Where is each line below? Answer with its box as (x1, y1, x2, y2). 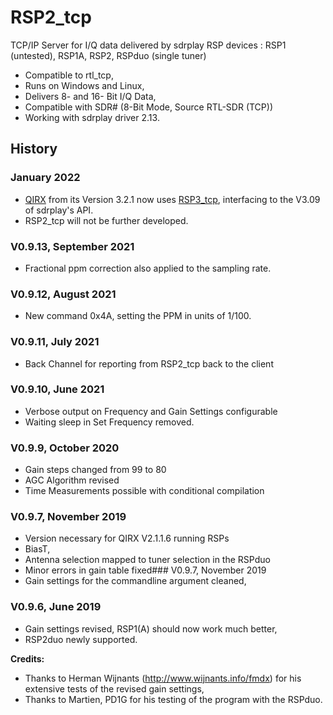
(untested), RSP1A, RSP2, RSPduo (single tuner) (10, 49, 207, 61)
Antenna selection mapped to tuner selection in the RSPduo (24, 554, 271, 566)
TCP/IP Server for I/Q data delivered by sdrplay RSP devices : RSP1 (10, 39, 287, 51)
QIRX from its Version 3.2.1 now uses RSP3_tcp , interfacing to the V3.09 (24, 193, 321, 205)
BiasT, (24, 543, 51, 555)
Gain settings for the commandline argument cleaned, (24, 575, 247, 587)
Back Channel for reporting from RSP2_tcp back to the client (24, 357, 274, 370)
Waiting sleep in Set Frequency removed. (24, 416, 195, 428)
